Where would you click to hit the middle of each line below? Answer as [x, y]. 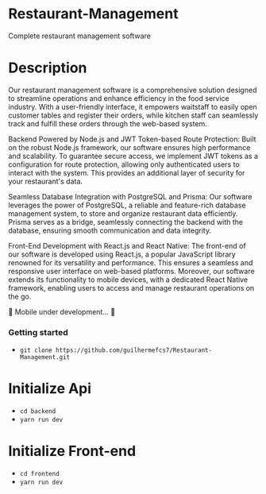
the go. [20, 296]
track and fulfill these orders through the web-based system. [108, 123]
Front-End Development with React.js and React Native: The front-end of [127, 245]
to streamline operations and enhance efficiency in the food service [119, 98]
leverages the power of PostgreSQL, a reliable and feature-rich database [127, 205]
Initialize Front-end [72, 452]
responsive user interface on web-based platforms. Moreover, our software [132, 271]
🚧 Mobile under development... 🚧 [62, 311]
